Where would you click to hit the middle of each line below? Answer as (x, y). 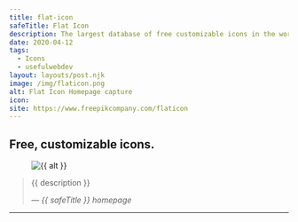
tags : (19, 51)
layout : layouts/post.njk (57, 75)
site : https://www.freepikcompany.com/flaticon (99, 108)
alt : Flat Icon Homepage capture (71, 91)
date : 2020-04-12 (41, 42)
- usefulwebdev (45, 67)
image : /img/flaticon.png (57, 83)
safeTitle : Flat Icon (49, 26)
